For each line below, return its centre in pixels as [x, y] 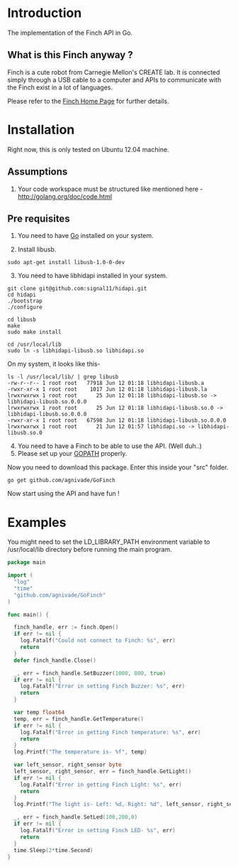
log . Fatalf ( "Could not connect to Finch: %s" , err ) [98, 640]
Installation [41, 130]
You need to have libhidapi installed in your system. [92, 276]
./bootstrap [25, 301]
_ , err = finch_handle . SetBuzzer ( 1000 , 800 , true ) [90, 673]
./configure [25, 307]
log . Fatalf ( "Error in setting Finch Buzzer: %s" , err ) [103, 687]
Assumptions [38, 172]
